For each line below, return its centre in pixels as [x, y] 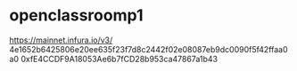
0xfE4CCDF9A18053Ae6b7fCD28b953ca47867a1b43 [120, 59]
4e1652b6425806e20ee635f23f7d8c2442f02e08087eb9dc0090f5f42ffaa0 [148, 49]
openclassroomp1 [77, 16]
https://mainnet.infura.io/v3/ [61, 40]
